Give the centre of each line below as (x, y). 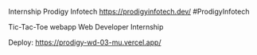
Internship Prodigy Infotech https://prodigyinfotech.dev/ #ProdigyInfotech (129, 12)
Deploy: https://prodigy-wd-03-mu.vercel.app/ (85, 42)
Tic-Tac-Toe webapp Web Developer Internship (86, 27)
